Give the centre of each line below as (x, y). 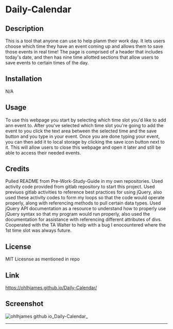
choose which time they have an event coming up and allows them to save (84, 46)
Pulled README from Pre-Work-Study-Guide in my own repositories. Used (84, 181)
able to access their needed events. (43, 152)
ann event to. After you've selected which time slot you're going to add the (84, 125)
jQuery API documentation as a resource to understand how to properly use (86, 209)
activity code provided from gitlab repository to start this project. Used (80, 187)
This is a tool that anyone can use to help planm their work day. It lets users (85, 41)
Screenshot (24, 304)
